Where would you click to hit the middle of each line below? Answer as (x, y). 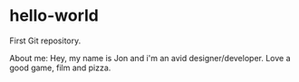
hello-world (54, 16)
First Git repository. (45, 41)
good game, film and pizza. (60, 68)
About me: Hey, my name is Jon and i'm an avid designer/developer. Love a (150, 58)
